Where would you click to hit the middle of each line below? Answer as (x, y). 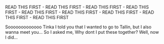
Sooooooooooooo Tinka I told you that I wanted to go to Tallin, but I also (78, 27)
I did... (12, 37)
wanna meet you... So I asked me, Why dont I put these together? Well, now (82, 32)
